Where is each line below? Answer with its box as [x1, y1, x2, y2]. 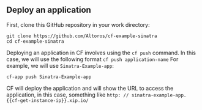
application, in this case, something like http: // [6, 91, 129, 98]
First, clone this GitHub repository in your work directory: [6, 21, 150, 28]
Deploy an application [6, 5, 92, 15]
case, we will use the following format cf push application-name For [6, 55, 179, 63]
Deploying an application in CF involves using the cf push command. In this [6, 49, 196, 56]
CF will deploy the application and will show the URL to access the [6, 84, 174, 92]
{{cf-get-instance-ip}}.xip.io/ [6, 97, 89, 103]
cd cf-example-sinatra [6, 38, 64, 45]
